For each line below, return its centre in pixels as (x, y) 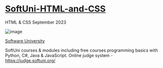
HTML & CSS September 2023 (36, 22)
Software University (25, 41)
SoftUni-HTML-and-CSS (55, 9)
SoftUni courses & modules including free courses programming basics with (82, 50)
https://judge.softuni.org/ (30, 60)
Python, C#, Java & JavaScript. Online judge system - (59, 55)
